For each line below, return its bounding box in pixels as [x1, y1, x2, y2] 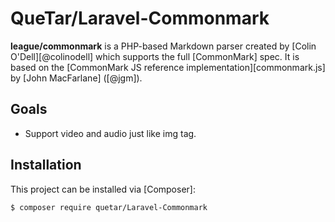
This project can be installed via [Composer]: [10, 183, 196, 195]
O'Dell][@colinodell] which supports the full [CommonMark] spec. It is [10, 50, 300, 62]
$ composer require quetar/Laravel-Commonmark [10, 202, 208, 212]
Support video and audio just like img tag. [24, 127, 197, 139]
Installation [10, 157, 82, 174]
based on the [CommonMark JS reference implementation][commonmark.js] [10, 61, 326, 73]
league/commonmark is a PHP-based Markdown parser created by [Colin [10, 40, 317, 52]
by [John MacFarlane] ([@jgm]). [10, 72, 143, 84]
